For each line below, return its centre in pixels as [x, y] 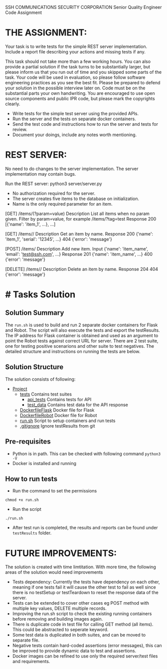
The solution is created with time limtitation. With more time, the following [81, 567]
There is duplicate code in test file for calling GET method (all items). [83, 624]
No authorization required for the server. [54, 193]
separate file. [26, 640]
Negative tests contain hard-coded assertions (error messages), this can [87, 646]
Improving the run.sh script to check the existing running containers [82, 614]
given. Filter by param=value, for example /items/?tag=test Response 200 [81, 219]
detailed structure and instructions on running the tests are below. [73, 351]
